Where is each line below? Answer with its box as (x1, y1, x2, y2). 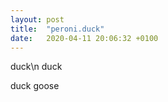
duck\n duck (10, 61, 63, 73)
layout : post (10, 14, 65, 25)
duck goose (10, 80, 60, 92)
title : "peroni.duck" (10, 24, 105, 34)
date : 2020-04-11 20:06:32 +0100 (10, 33, 159, 43)
